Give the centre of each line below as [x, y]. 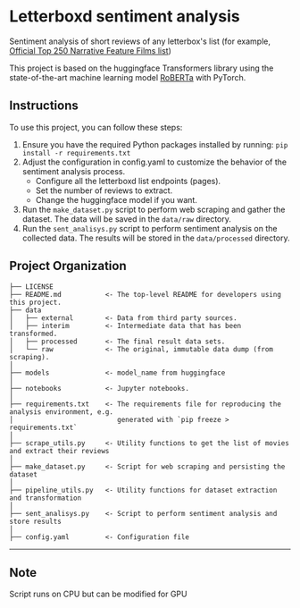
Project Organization [68, 266]
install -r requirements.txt [76, 153]
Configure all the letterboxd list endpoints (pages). [128, 181]
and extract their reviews [59, 451]
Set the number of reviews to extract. [104, 190]
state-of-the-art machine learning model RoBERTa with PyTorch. [128, 77]
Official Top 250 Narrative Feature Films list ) [91, 50]
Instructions [44, 106]
